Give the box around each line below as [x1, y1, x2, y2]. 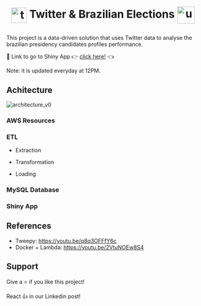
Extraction [15, 147, 42, 154]
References [6, 221, 51, 231]
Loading [15, 170, 36, 177]
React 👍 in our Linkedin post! [6, 293, 81, 300]
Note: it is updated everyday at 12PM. [6, 67, 101, 75]
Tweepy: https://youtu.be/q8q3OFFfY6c [15, 237, 117, 244]
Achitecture [6, 84, 53, 95]
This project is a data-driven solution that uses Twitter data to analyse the [6, 34, 192, 42]
